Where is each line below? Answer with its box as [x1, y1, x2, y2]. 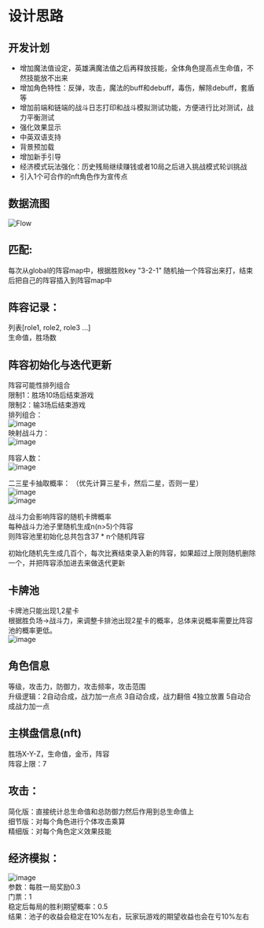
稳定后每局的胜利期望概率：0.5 [8, 902, 108, 911]
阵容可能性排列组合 [8, 380, 71, 390]
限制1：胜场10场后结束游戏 [8, 391, 94, 400]
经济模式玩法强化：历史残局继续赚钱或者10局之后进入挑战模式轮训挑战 [19, 162, 247, 171]
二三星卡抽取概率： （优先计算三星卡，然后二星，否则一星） [8, 478, 203, 488]
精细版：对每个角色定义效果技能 [8, 826, 112, 836]
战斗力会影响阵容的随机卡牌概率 [8, 512, 112, 522]
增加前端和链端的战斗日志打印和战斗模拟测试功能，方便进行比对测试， [19, 103, 247, 112]
